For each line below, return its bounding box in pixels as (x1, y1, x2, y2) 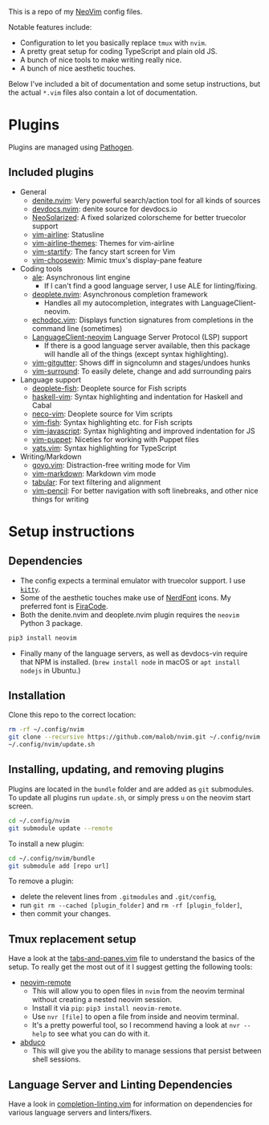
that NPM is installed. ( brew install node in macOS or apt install (19, 657, 241, 666)
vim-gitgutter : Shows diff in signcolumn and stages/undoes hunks (31, 358, 251, 367)
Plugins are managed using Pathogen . (8, 142, 134, 152)
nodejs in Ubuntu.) (19, 665, 81, 675)
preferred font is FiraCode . (19, 601, 108, 611)
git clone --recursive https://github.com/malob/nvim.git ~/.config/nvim (8, 733, 261, 742)
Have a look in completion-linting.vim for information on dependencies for (8, 1099, 253, 1108)
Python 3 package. (19, 618, 83, 628)
